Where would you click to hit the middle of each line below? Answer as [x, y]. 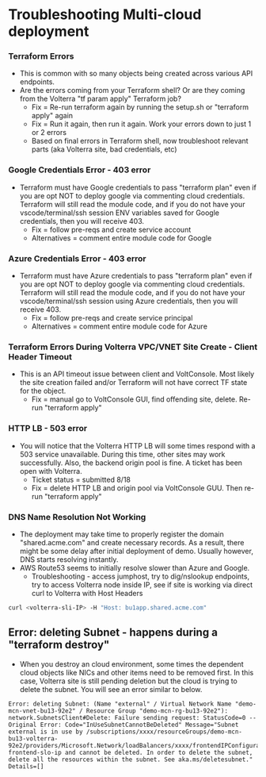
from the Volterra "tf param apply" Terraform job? [101, 99]
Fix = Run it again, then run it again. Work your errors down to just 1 [141, 124]
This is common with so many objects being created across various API [136, 74]
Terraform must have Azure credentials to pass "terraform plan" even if [136, 276]
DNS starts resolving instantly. [69, 559]
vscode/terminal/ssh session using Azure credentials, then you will [129, 301]
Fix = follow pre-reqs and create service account [111, 229]
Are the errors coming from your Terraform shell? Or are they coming [132, 90]
